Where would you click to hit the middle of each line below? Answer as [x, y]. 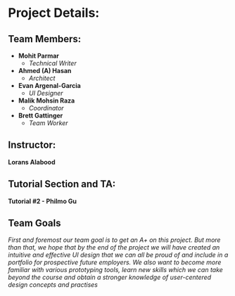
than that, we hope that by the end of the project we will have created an [114, 247]
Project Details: [54, 13]
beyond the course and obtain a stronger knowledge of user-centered [110, 277]
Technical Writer [52, 63]
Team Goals [34, 223]
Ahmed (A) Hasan [45, 71]
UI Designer [46, 93]
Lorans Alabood [32, 162]
